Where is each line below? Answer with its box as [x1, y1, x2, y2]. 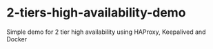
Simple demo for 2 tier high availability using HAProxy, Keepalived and [6, 28, 206, 36]
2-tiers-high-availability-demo [6, 5, 186, 21]
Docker [6, 35, 28, 43]
